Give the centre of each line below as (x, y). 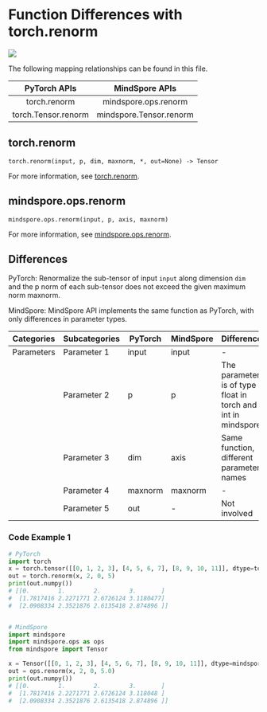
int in (230, 415)
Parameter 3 (86, 458)
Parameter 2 (86, 395)
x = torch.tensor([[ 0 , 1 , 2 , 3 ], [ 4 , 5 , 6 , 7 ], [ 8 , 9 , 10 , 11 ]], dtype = (131, 569)
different (237, 458)
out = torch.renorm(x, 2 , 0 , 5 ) (62, 576)
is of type (239, 385)
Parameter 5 (86, 509)
